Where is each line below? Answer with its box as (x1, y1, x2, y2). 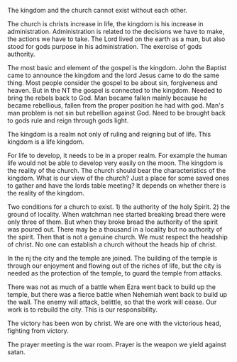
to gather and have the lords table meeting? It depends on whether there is (7, 181, 226, 190)
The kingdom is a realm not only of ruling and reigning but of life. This (7, 130, 211, 138)
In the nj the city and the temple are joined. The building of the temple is (7, 254, 218, 262)
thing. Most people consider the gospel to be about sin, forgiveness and (7, 79, 218, 87)
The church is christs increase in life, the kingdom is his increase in (7, 20, 204, 28)
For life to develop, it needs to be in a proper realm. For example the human (7, 152, 228, 159)
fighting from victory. (7, 327, 69, 335)
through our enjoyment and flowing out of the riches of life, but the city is (7, 261, 221, 270)
